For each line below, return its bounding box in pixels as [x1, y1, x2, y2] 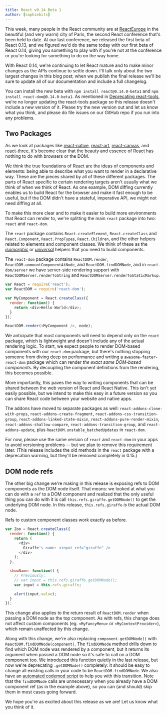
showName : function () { [9, 568, 59, 573]
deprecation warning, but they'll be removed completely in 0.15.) [5, 453, 137, 459]
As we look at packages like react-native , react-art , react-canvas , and [5, 143, 149, 149]
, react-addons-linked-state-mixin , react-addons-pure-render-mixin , [16, 416, 159, 422]
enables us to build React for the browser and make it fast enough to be [5, 189, 153, 196]
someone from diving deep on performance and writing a [5, 354, 123, 360]
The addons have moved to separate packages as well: [5, 405, 119, 412]
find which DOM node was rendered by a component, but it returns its [5, 646, 149, 652]
